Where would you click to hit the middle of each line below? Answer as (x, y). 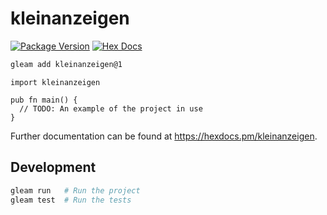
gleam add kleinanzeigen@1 (66, 64)
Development (53, 167)
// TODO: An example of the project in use (111, 108)
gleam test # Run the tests (71, 200)
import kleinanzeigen (55, 82)
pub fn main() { (44, 100)
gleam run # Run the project (75, 190)
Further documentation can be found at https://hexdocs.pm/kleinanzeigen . (164, 136)
